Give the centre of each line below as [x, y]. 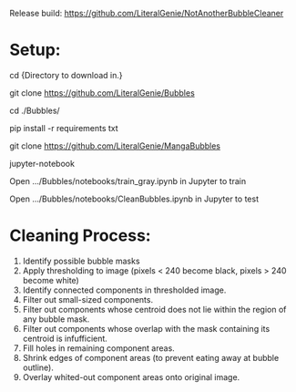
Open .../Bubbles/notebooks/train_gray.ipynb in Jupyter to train [128, 181]
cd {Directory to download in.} [66, 75]
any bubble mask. [56, 319]
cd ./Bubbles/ [35, 110]
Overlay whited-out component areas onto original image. [131, 377]
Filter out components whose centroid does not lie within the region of [154, 309]
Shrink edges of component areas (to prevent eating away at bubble [151, 357]
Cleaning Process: [81, 236]
